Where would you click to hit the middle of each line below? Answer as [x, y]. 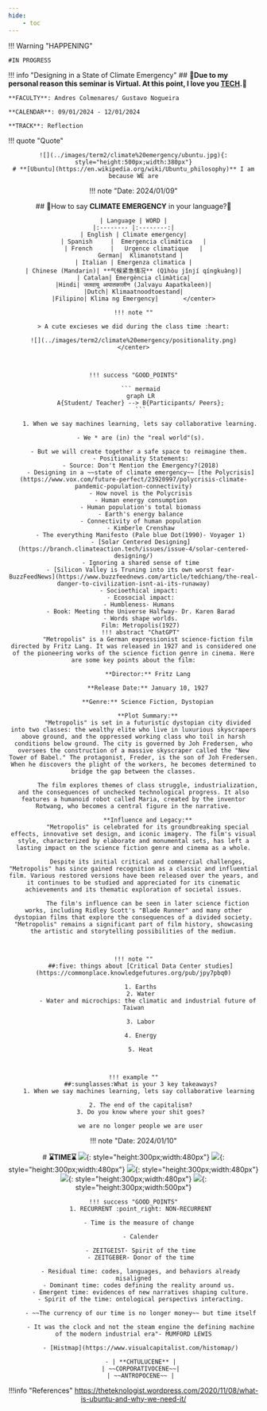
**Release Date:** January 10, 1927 [148, 688]
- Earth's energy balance [141, 514]
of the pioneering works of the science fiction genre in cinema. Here [133, 653]
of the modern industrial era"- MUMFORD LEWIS [133, 1334]
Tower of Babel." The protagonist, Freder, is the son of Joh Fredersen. [133, 757]
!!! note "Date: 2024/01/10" [133, 1140]
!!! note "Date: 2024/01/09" [133, 191]
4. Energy [141, 1035]
